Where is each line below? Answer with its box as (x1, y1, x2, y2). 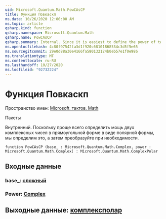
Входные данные (5, 162, 62, 171)
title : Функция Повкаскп (5, 12, 56, 17)
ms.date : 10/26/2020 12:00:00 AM (5, 16, 74, 21)
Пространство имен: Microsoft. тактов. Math (5, 105, 99, 111)
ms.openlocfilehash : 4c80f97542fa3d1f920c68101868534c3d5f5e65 (5, 44, 138, 49)
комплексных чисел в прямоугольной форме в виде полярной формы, (5, 130, 155, 136)
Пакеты (5, 115, 21, 121)
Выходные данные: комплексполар (5, 206, 123, 214)
